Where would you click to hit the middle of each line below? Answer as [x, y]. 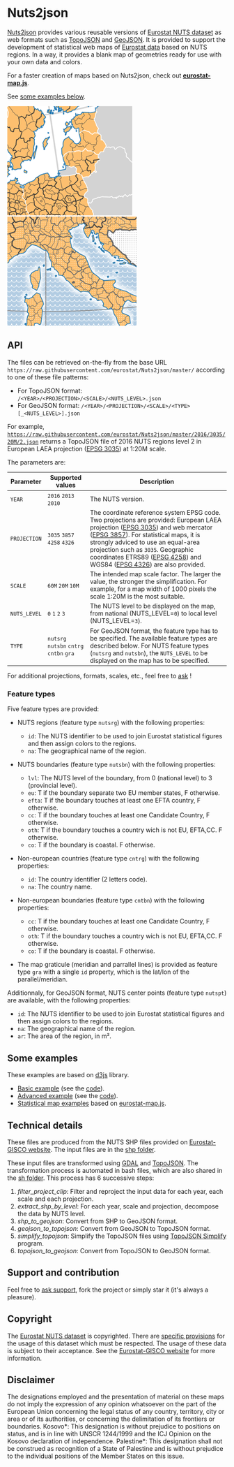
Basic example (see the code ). [61, 1088]
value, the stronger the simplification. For [148, 582]
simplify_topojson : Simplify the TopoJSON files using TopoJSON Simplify [122, 1236]
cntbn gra [61, 654]
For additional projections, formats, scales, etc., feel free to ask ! [100, 676]
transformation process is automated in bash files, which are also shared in [115, 1170]
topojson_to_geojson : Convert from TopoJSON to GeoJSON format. [114, 1250]
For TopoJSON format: [49, 391]
